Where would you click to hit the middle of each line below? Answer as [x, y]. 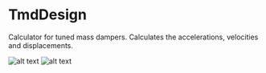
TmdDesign [47, 15]
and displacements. [41, 45]
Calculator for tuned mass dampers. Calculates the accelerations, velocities [133, 37]
